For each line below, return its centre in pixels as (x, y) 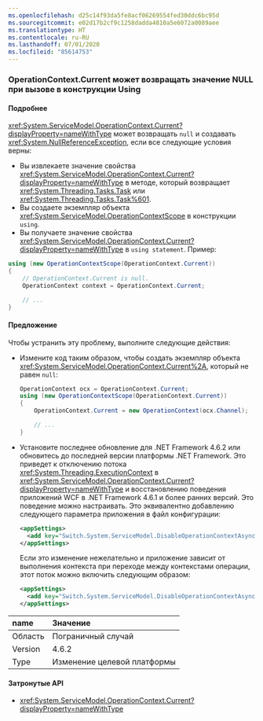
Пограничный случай (93, 636)
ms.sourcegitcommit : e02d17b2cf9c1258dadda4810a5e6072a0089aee (114, 23)
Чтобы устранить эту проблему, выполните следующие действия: (119, 342)
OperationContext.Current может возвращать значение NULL (131, 79)
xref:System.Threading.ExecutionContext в (89, 472)
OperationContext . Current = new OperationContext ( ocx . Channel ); (141, 411)
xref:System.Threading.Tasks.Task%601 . (85, 199)
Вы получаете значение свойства (76, 233)
